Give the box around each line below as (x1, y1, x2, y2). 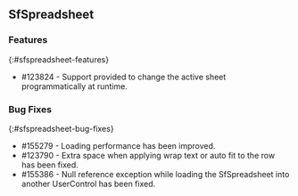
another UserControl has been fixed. (21, 178, 156, 189)
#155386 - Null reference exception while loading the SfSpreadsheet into (21, 168, 290, 179)
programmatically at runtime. (21, 80, 128, 92)
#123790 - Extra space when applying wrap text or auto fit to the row (21, 150, 276, 160)
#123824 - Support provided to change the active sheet (21, 71, 227, 82)
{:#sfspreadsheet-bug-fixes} (8, 123, 114, 134)
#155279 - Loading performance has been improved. (21, 140, 216, 151)
